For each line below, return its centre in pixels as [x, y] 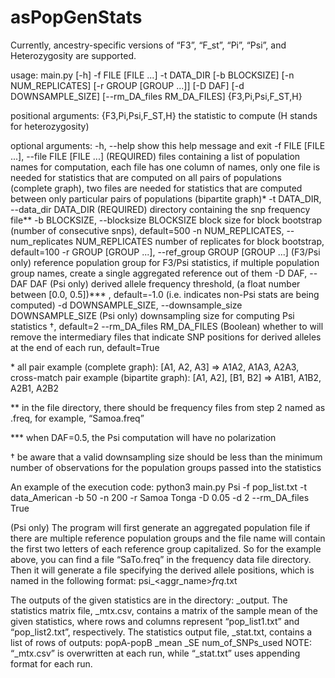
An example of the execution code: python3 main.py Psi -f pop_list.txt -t [159, 487]
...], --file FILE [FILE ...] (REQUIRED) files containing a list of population [155, 156]
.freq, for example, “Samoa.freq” [77, 418]
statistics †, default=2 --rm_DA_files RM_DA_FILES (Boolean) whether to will [167, 326]
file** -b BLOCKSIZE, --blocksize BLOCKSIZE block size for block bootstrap [166, 220]
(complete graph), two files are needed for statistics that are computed [156, 188]
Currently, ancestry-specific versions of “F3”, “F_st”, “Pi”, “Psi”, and [148, 45]
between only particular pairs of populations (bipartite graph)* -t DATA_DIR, [166, 198]
